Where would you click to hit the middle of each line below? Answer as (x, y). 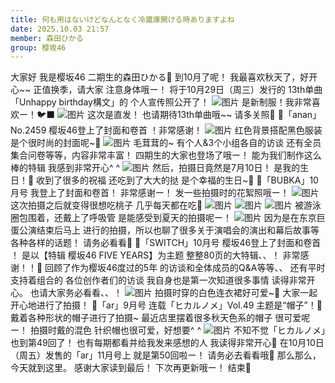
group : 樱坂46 (38, 47)
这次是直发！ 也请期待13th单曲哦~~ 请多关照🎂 (181, 115)
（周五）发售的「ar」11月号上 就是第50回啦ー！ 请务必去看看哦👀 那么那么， (166, 355)
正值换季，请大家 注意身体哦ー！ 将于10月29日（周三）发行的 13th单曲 (178, 90)
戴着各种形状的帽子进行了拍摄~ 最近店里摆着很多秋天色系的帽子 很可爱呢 (160, 318)
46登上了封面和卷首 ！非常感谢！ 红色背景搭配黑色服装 (194, 130)
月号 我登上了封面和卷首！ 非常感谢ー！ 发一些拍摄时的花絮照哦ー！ (150, 193)
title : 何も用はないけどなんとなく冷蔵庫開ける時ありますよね (122, 19)
